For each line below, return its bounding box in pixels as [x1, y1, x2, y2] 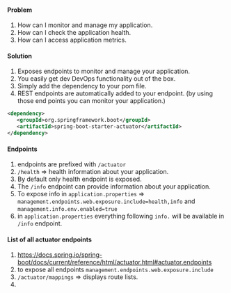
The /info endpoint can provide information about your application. [17, 182, 211, 191]
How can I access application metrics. [17, 35, 127, 45]
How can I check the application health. [17, 29, 131, 37]
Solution [7, 52, 33, 60]
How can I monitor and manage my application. [17, 21, 153, 29]
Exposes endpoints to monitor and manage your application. [17, 67, 190, 76]
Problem [7, 6, 33, 14]
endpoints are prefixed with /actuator [17, 160, 127, 168]
